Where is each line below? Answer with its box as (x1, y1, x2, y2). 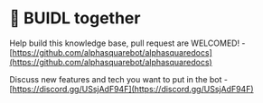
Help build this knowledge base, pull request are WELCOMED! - (9, 38, 246, 48)
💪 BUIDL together (9, 8, 141, 29)
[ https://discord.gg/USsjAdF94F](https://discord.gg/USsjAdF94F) (9, 83, 255, 94)
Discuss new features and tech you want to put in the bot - (9, 73, 229, 84)
